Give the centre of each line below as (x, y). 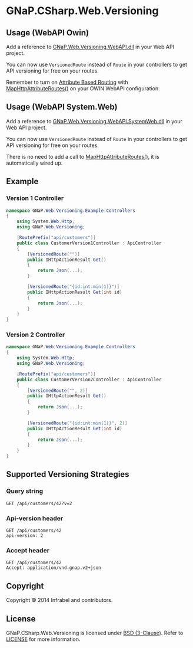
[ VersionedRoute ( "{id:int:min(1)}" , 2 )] (77, 423)
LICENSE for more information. (43, 639)
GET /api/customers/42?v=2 (39, 503)
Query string (25, 491)
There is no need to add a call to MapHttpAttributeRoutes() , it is (83, 156)
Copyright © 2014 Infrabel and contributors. (59, 600)
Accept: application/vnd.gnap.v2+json (54, 568)
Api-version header (35, 518)
